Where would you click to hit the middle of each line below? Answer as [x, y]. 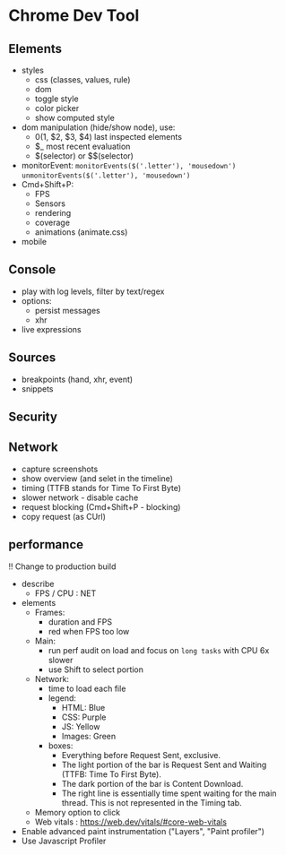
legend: [62, 698]
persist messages [67, 310]
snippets [37, 389]
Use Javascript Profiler [64, 841]
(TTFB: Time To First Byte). [112, 774]
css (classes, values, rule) [82, 80]
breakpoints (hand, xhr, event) [77, 379]
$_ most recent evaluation [82, 146]
